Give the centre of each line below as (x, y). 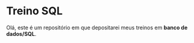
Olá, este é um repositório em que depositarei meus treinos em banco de (97, 27)
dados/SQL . (21, 33)
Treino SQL (35, 11)
